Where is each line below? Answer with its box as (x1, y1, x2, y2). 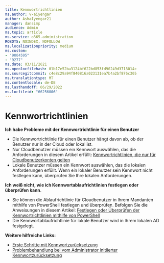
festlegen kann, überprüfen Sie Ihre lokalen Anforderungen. (12, 173, 133, 179)
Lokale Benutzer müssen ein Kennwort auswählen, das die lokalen (12, 162, 146, 168)
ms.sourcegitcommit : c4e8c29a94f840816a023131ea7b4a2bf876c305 (5, 71, 137, 76)
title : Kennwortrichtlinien (5, 7, 63, 12)
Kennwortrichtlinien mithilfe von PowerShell (12, 212, 100, 218)
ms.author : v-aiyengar (5, 12, 51, 17)
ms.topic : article (5, 30, 43, 35)
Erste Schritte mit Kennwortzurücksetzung (12, 242, 98, 248)
